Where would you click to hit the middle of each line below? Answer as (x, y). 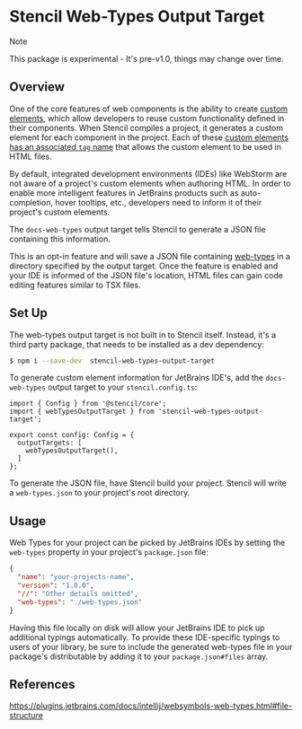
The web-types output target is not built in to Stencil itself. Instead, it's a (143, 335)
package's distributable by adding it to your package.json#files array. (139, 656)
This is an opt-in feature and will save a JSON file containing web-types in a (150, 256)
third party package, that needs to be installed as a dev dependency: (137, 344)
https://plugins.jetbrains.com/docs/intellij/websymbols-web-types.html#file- (151, 706)
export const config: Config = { (72, 435)
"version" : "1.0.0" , (56, 585)
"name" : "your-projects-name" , (76, 577)
